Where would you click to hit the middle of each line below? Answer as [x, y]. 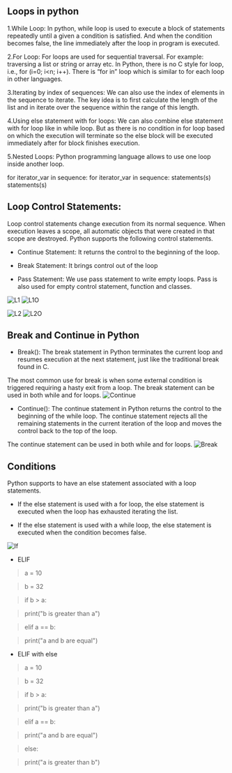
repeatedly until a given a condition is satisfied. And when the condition [110, 36]
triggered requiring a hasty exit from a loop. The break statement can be [111, 388]
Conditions [32, 466]
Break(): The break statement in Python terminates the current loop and [120, 352]
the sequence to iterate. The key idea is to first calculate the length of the [113, 100]
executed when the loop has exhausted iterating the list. [98, 511]
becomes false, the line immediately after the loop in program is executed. [114, 43]
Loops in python [43, 12]
